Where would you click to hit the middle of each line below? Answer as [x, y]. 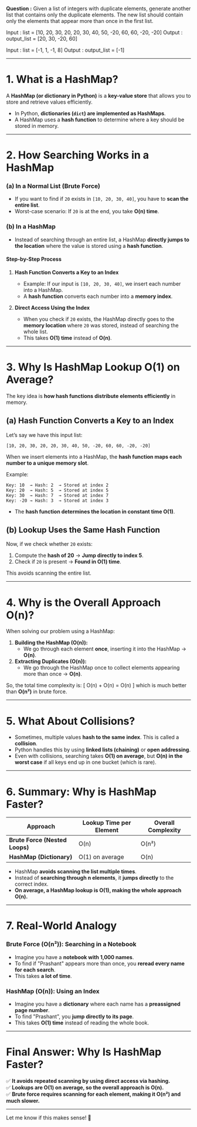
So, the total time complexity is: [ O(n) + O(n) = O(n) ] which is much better [96, 685]
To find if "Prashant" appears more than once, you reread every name [99, 963]
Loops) [19, 847]
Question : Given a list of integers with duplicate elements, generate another [98, 9]
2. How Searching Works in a [78, 155]
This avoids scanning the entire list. [49, 573]
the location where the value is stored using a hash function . [89, 246]
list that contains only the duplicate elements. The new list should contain [95, 15]
